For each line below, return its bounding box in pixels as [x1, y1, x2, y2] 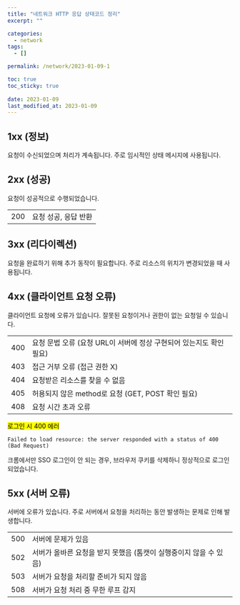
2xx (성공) [7, 174, 51, 186]
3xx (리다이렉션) [7, 239, 77, 251]
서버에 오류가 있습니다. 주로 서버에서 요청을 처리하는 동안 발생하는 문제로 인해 [7, 508, 223, 516]
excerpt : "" [7, 17, 43, 24]
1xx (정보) [7, 130, 49, 143]
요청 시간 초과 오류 [31, 401, 91, 411]
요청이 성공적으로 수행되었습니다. [7, 194, 100, 202]
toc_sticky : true [7, 82, 59, 89]
